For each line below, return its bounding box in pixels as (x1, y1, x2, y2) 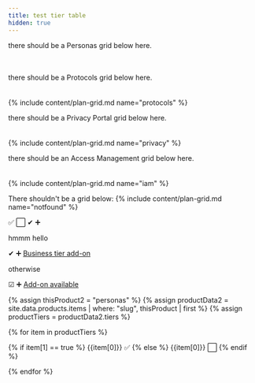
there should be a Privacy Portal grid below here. (8, 113, 167, 122)
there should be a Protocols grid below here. (8, 73, 153, 82)
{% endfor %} (8, 366, 54, 376)
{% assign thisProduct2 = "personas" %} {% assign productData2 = (8, 295, 229, 304)
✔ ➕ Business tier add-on (8, 248, 91, 258)
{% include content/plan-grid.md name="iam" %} (8, 178, 169, 188)
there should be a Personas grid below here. (8, 40, 152, 50)
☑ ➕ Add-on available (8, 279, 79, 288)
